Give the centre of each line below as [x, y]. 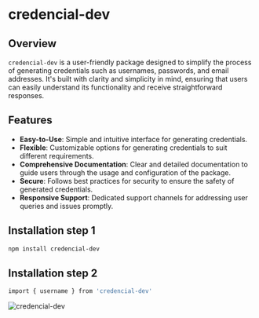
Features [30, 121]
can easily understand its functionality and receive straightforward [115, 87]
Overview [33, 44]
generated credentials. [56, 189]
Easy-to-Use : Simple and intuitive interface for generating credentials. [133, 139]
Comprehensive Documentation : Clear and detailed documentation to [134, 164]
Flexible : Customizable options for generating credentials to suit [123, 148]
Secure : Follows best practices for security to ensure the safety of [127, 181]
